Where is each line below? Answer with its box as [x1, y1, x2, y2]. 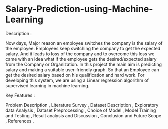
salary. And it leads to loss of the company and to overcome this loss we [5, 51, 155, 57]
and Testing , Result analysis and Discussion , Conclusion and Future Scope [5, 112, 162, 118]
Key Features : [5, 92, 35, 98]
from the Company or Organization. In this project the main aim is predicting [5, 61, 162, 67]
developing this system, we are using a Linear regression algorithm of [5, 77, 149, 83]
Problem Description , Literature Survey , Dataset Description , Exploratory [5, 102, 159, 108]
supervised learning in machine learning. [5, 82, 90, 88]
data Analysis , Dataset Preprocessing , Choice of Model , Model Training [5, 107, 156, 113]
